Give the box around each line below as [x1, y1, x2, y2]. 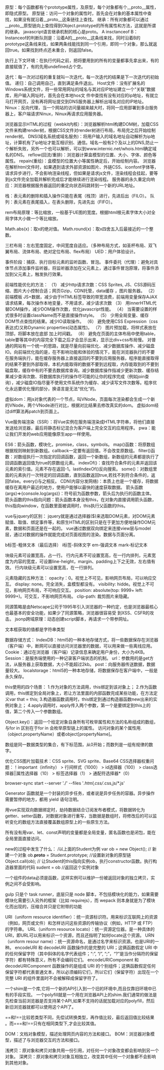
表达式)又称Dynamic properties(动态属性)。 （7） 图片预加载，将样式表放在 [5, 325, 157, 330]
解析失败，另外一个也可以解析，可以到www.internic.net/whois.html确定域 [9, 146, 157, 151]
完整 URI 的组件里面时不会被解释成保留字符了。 [5, 975, 101, 981]
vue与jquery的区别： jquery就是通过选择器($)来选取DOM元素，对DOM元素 [5, 513, 155, 519]
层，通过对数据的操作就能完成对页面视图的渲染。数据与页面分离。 [5, 532, 138, 537]
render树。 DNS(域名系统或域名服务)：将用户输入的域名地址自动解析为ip [5, 134, 151, 139]
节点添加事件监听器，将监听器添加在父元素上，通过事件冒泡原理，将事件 [9, 265, 155, 271]
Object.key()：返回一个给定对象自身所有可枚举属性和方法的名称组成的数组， [5, 719, 158, 725]
